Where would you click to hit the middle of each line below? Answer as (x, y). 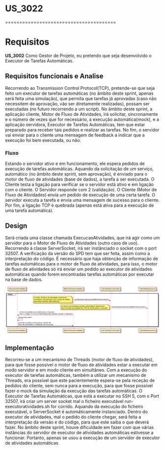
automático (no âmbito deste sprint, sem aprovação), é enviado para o (76, 174)
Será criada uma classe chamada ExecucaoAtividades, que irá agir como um (82, 238)
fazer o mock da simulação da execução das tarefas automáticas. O (74, 391)
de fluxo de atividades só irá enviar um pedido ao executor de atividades (79, 269)
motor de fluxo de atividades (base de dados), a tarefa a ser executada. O (80, 179)
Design (16, 226)
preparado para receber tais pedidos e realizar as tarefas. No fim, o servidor (82, 130)
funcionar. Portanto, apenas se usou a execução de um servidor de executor (82, 438)
